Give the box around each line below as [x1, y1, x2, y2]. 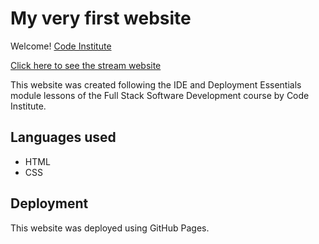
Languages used [10, 129, 117, 146]
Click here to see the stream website [10, 59, 162, 71]
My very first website [10, 7, 192, 30]
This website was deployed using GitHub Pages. [10, 222, 210, 234]
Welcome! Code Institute [10, 40, 112, 52]
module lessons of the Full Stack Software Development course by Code [10, 89, 310, 101]
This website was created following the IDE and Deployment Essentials [10, 78, 302, 91]
